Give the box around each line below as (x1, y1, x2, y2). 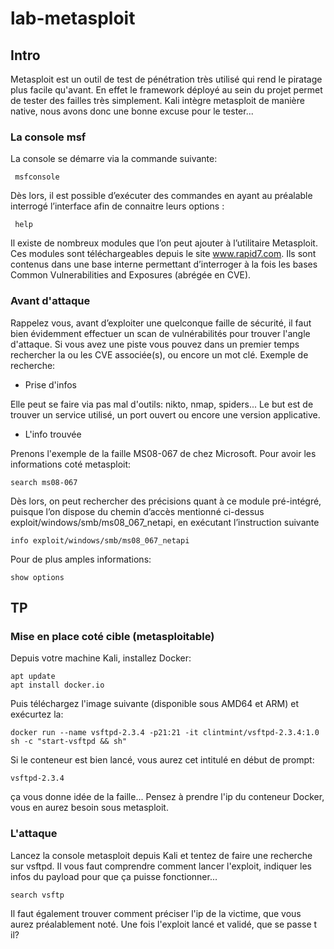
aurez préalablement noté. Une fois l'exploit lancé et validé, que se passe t (10, 918, 318, 930)
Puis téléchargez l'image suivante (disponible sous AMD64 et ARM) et (10, 698, 300, 710)
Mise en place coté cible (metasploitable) (10, 629, 215, 643)
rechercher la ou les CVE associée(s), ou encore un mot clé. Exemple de (10, 348, 309, 361)
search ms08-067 (10, 477, 78, 487)
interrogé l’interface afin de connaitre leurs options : (10, 200, 225, 212)
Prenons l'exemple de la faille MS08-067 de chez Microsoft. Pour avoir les (10, 447, 317, 459)
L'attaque (10, 827, 58, 841)
